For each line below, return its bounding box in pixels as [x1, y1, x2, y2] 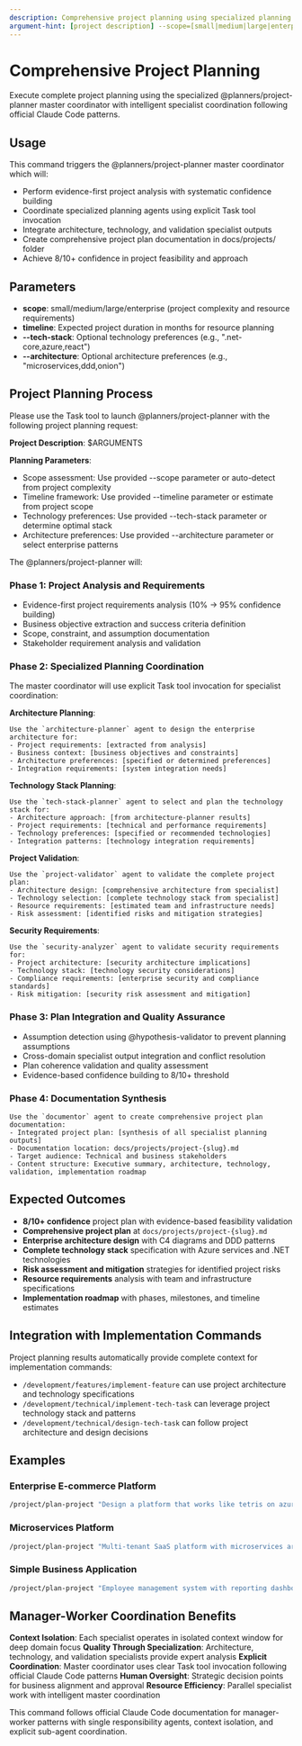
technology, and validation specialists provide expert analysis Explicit [9, 1651, 268, 1662]
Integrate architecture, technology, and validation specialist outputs [22, 224, 272, 235]
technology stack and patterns [22, 1408, 137, 1418]
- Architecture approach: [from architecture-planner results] [9, 814, 252, 823]
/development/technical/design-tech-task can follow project [22, 1417, 249, 1427]
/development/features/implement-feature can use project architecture [22, 1379, 287, 1390]
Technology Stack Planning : [9, 780, 117, 791]
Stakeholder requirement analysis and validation [22, 638, 201, 649]
